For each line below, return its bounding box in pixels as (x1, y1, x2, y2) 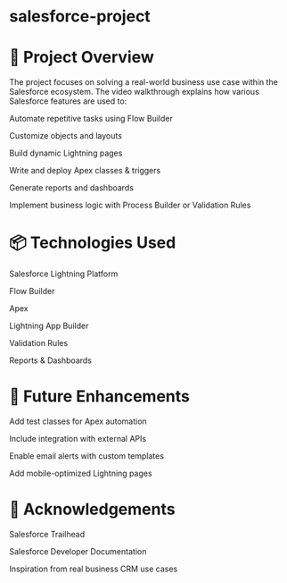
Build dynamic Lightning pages (9, 148, 123, 158)
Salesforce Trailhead (9, 528, 86, 539)
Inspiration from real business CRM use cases (9, 563, 178, 574)
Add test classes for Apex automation (9, 416, 147, 427)
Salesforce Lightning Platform (9, 268, 119, 279)
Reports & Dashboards (9, 355, 92, 366)
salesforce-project (9, 6, 152, 27)
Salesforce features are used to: (9, 96, 127, 106)
